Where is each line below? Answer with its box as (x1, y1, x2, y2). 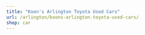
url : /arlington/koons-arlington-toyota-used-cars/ (6, 14, 139, 20)
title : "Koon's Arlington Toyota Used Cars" (6, 8, 120, 15)
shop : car (6, 20, 31, 26)
